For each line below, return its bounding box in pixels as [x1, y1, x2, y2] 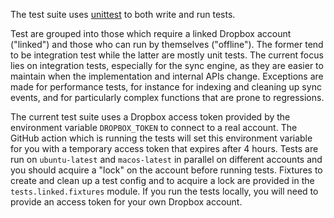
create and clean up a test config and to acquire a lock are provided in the [10, 175, 315, 186]
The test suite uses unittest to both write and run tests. [10, 9, 236, 20]
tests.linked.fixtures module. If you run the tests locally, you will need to [10, 185, 319, 197]
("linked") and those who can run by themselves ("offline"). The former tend [10, 39, 324, 50]
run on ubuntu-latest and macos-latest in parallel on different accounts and [10, 154, 323, 165]
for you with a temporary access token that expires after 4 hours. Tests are [10, 143, 319, 154]
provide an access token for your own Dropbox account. [10, 196, 243, 208]
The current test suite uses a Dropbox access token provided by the [10, 111, 291, 123]
